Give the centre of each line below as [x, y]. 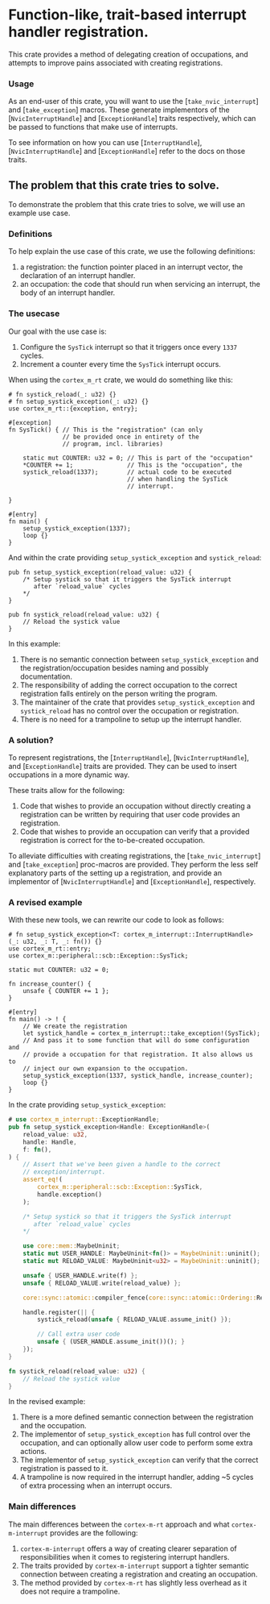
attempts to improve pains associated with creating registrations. [116, 63]
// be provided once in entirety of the [131, 437]
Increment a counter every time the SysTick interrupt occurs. [120, 364]
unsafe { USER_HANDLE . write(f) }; [80, 1275]
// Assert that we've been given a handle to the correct [122, 1165]
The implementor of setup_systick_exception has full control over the [135, 1434]
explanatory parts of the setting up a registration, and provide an [115, 873]
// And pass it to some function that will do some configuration [136, 1041]
